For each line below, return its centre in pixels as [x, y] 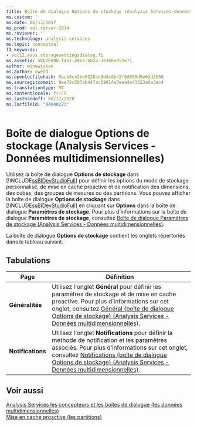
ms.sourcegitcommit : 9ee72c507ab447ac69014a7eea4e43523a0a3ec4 [85, 83]
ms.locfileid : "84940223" [38, 104]
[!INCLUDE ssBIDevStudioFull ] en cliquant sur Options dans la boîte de [91, 205]
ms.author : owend [27, 72]
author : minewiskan [30, 66]
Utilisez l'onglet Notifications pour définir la [112, 333]
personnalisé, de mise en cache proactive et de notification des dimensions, [98, 187]
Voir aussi [25, 391]
